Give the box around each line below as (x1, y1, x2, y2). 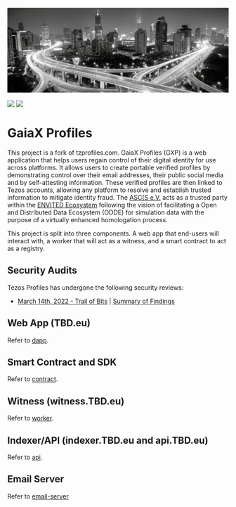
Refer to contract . (7, 375, 58, 383)
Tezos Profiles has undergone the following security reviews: (7, 283, 184, 292)
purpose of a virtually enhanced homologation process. (7, 215, 168, 224)
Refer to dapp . (7, 335, 49, 345)
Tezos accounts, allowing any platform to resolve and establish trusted (7, 186, 212, 194)
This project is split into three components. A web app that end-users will (7, 229, 219, 238)
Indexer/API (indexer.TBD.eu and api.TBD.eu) (7, 434, 209, 447)
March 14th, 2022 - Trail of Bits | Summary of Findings (17, 297, 176, 305)
